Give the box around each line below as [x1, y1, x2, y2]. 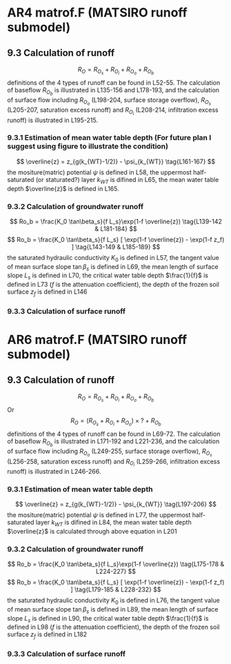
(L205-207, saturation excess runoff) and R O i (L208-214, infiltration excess [7, 105, 219, 117]
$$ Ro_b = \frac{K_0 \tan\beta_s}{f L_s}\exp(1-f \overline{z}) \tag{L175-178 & [7, 560, 225, 568]
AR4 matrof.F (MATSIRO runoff [7, 5, 188, 21]
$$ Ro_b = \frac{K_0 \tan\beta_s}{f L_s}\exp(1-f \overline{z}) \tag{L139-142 [9, 217, 223, 225]
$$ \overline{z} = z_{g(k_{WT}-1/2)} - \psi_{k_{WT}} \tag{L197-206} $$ [14, 500, 217, 508]
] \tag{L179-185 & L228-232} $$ [70, 585, 161, 594]
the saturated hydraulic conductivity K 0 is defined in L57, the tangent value [7, 253, 219, 263]
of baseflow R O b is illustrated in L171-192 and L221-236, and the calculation [7, 437, 220, 448]
